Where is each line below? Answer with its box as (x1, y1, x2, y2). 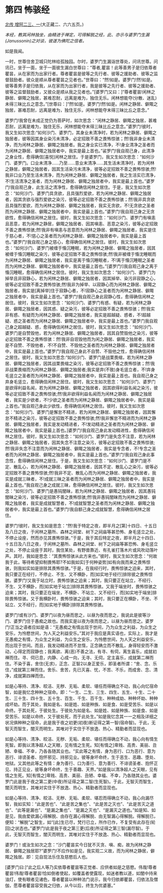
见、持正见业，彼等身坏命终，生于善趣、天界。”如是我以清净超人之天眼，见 (5, 766, 154, 772)
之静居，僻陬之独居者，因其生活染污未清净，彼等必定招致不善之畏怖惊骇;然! (5, 166, 157, 172)
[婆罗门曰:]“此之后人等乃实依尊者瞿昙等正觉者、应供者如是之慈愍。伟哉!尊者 (5, 864, 157, 870)
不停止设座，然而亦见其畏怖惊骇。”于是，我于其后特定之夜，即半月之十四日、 (5, 535, 158, 541)
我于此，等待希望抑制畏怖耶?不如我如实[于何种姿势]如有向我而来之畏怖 (5, 559, 147, 565)
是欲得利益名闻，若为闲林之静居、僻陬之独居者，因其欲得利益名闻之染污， (5, 385, 154, 390)
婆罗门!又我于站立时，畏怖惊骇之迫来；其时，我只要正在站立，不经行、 (13, 577, 155, 583)
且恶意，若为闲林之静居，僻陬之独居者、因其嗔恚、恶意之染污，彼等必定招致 (5, 221, 158, 227)
